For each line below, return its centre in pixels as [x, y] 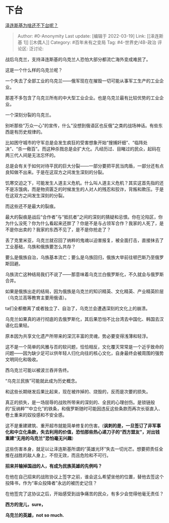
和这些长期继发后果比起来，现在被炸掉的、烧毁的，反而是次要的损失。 [78, 391]
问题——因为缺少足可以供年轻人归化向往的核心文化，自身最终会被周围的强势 [84, 353]
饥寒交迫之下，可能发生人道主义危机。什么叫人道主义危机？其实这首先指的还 [84, 183]
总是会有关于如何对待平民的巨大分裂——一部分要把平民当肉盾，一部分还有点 [84, 166]
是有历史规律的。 [27, 132]
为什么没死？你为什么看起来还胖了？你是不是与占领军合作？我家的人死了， [82, 223]
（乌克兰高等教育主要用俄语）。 [37, 298]
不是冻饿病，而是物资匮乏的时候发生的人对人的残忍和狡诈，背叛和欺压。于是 [84, 189]
